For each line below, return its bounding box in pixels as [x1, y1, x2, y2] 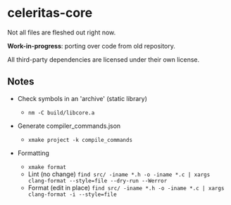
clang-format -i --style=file [27, 191, 118, 198]
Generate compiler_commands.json [17, 121, 121, 130]
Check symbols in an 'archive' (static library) [17, 94, 148, 102]
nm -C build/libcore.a [27, 109, 95, 117]
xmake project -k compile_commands [27, 136, 132, 143]
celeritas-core [7, 5, 93, 21]
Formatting [17, 149, 49, 157]
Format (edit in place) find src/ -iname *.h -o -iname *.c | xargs [27, 183, 225, 192]
